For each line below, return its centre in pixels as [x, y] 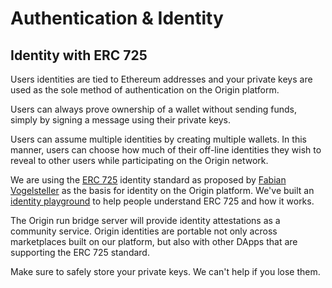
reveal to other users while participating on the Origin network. [139, 160]
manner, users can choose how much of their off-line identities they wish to [166, 150]
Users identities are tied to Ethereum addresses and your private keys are [161, 79]
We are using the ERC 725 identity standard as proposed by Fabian [148, 180]
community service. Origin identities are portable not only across [144, 231]
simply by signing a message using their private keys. [120, 120]
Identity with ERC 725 [79, 55]
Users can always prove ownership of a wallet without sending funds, [153, 109]
